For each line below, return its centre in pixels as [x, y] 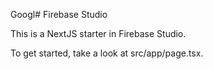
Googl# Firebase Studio [59, 14]
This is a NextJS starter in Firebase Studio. [98, 33]
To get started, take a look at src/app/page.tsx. [107, 53]
